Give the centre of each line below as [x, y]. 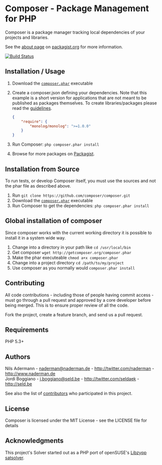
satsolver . [15, 458]
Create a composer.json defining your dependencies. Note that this [79, 92]
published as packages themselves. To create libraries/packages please [84, 103]
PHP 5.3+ [15, 342]
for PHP [21, 19]
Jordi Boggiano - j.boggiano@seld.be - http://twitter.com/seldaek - [72, 379]
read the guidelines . [32, 108]
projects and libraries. [27, 37]
